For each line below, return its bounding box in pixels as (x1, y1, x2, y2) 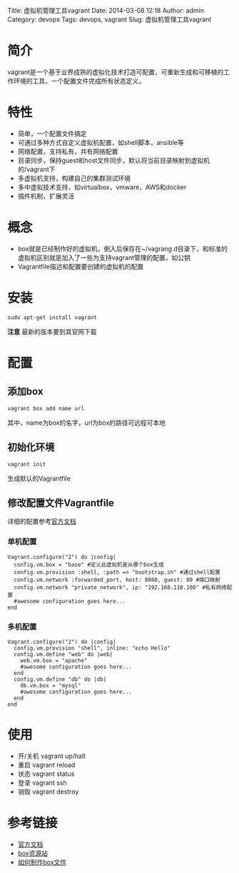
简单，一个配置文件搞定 (17, 129, 87, 138)
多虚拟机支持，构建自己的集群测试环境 (17, 173, 131, 182)
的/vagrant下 (17, 165, 56, 173)
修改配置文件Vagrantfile (7, 497, 114, 509)
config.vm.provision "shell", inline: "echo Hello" (14, 645, 171, 652)
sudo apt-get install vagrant (7, 313, 98, 321)
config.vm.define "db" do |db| (14, 675, 107, 683)
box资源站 (17, 849, 49, 857)
